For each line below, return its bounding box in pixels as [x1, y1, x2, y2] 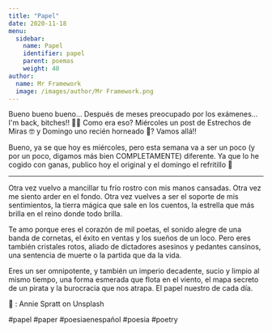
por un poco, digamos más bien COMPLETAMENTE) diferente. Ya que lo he [8, 151, 260, 161]
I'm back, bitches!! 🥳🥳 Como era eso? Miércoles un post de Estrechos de [8, 118, 252, 128]
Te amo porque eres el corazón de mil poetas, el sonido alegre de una [8, 224, 242, 235]
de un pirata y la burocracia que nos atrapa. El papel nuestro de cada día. [8, 283, 253, 293]
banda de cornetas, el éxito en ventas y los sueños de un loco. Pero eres [8, 233, 251, 243]
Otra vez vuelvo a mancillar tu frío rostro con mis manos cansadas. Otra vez [8, 183, 261, 193]
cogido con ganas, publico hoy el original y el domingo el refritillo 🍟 [8, 160, 233, 170]
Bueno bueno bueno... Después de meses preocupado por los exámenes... [8, 109, 258, 119]
